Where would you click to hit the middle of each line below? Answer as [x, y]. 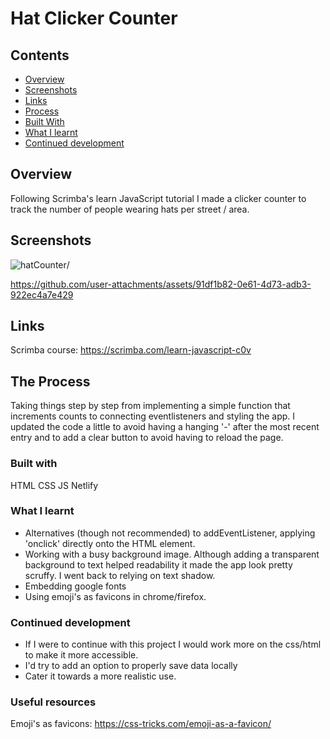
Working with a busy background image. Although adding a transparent [172, 554]
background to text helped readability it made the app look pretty [158, 564]
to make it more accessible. [81, 655]
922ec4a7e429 [42, 294]
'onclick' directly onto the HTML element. [110, 543]
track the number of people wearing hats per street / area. [130, 209]
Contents [40, 55]
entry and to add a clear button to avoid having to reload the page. [147, 438]
